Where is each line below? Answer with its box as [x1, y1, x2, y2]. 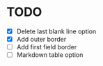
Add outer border [16, 35, 67, 43]
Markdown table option [16, 51, 84, 59]
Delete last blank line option [16, 27, 97, 35]
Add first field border [16, 43, 77, 51]
